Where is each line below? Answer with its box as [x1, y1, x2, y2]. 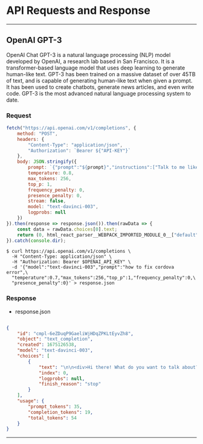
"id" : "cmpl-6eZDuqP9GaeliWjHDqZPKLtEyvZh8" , [17, 330, 134, 336]
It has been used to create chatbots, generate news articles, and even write [6, 83, 195, 91]
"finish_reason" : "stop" [38, 381, 101, 387]
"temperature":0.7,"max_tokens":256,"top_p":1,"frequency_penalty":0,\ [11, 275, 196, 281]
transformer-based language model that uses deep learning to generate [6, 64, 185, 71]
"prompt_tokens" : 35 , [28, 403, 83, 410]
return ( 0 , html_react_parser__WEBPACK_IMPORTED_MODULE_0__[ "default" [17, 232, 199, 238]
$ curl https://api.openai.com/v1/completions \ [6, 249, 131, 255]
